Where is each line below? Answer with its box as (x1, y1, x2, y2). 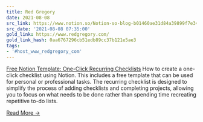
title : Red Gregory (6, 8, 56, 15)
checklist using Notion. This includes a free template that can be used (19, 71, 193, 79)
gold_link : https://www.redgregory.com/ (6, 32, 110, 38)
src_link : (6, 20, 31, 26)
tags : (6, 43, 20, 49)
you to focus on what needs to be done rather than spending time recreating (6, 90, 196, 98)
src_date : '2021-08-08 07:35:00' (6, 25, 91, 32)
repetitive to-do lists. (6, 97, 58, 104)
